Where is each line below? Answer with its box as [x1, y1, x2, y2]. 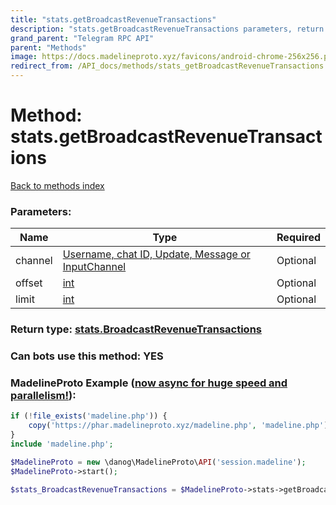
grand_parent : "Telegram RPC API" [10, 33, 155, 43]
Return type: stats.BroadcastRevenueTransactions [10, 322, 262, 336]
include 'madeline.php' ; [10, 439, 114, 449]
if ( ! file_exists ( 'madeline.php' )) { [10, 411, 168, 421]
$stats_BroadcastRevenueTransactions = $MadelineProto [10, 484, 244, 495]
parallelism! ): [10, 389, 77, 402]
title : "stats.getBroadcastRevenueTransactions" [10, 14, 217, 25]
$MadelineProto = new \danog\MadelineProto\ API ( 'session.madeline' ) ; [10, 457, 307, 467]
